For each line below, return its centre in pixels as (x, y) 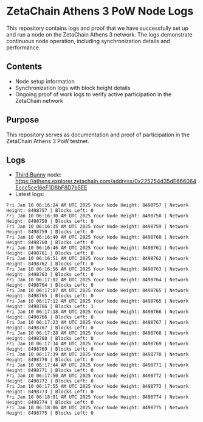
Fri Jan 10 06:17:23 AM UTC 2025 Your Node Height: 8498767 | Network (98, 323)
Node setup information (45, 81)
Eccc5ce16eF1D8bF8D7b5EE (51, 188)
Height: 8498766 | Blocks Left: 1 (50, 307)
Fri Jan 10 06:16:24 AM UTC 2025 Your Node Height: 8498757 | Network (98, 205)
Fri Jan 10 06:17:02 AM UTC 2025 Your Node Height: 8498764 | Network (98, 280)
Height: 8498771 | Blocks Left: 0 (50, 371)
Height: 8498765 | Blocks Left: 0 (50, 296)
